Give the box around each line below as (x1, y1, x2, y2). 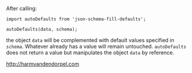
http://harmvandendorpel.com (6, 61, 80, 67)
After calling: (6, 5, 37, 12)
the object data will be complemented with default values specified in (6, 37, 175, 43)
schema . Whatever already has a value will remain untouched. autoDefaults (6, 43, 187, 50)
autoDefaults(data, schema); (6, 26, 78, 32)
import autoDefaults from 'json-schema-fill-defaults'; (6, 16, 146, 22)
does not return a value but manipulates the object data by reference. (6, 49, 175, 56)
